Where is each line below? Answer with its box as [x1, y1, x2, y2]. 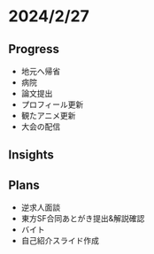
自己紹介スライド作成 [20, 235, 99, 246]
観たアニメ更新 [20, 111, 76, 120]
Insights [8, 148, 55, 163]
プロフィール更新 [20, 99, 84, 110]
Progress [8, 42, 59, 57]
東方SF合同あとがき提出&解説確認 [20, 213, 145, 224]
